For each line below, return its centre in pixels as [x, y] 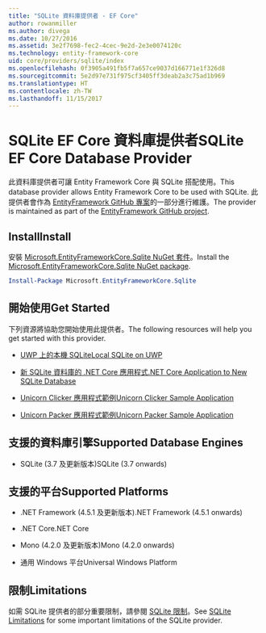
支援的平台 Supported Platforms [89, 491]
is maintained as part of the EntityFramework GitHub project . [109, 212]
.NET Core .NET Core [54, 529]
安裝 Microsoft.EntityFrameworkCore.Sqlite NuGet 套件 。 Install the [119, 257]
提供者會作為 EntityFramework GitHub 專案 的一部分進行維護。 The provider [132, 202]
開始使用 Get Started [59, 308]
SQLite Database [48, 381]
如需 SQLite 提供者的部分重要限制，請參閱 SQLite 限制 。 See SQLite [120, 611]
